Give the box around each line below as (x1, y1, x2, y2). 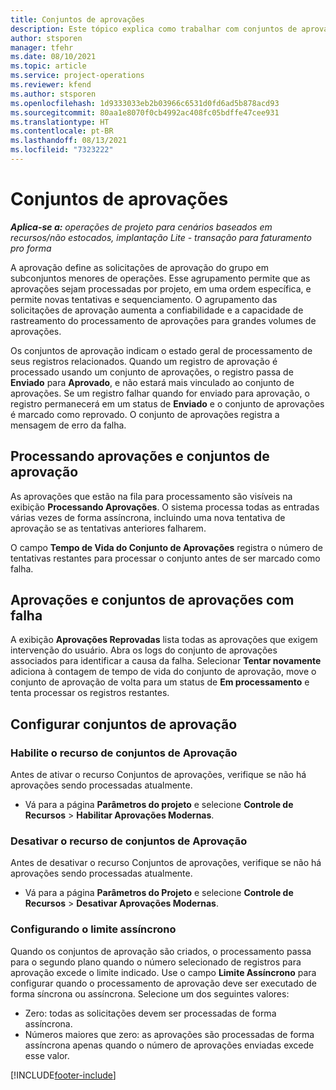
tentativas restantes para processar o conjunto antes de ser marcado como (10, 552, 321, 564)
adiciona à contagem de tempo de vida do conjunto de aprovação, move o (10, 666, 317, 678)
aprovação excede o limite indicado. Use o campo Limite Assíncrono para (10, 966, 317, 978)
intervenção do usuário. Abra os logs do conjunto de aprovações (10, 644, 278, 656)
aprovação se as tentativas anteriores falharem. (10, 522, 207, 534)
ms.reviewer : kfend (10, 80, 92, 90)
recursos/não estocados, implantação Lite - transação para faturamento (10, 231, 312, 243)
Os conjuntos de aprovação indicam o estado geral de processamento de (10, 344, 313, 356)
